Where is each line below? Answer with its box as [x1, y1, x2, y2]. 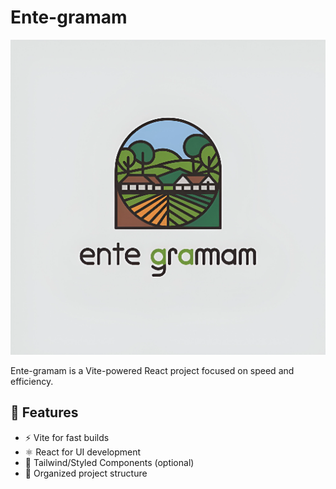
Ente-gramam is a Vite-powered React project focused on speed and [10, 364, 295, 376]
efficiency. [10, 375, 54, 387]
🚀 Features [10, 404, 79, 421]
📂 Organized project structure [24, 467, 148, 479]
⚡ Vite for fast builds [24, 431, 110, 443]
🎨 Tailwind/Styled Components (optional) [24, 456, 195, 468]
